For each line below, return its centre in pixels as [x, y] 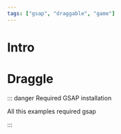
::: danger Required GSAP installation [59, 98]
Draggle [30, 79]
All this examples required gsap [52, 111]
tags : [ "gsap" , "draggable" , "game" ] [61, 13]
